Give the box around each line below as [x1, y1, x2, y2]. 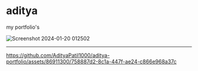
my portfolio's [6, 23, 40, 31]
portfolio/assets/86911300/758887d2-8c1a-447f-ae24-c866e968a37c [6, 58, 177, 65]
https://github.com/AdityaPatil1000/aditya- [6, 52, 110, 59]
